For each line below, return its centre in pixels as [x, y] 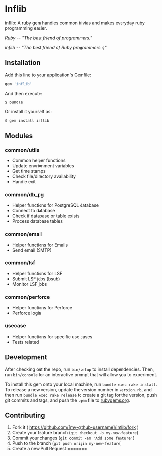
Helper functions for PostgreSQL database [56, 205]
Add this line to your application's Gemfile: [48, 75]
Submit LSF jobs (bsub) [36, 279]
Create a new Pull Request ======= [50, 449]
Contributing [25, 415]
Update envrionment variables [43, 166]
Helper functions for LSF [37, 274]
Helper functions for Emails [40, 245]
